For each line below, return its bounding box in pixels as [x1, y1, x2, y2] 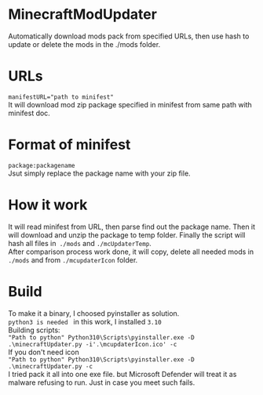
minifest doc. [8, 108, 51, 118]
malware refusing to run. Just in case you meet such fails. [8, 378, 195, 387]
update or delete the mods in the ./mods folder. [8, 39, 161, 49]
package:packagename [8, 161, 76, 169]
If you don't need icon [8, 347, 80, 357]
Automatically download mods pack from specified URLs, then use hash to [8, 31, 250, 41]
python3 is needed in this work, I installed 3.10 [8, 317, 163, 326]
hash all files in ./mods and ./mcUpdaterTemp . [8, 238, 152, 248]
